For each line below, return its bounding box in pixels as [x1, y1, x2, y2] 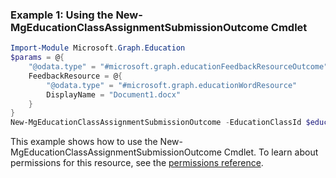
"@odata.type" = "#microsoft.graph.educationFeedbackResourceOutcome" [28, 62, 329, 72]
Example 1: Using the [10, 8, 114, 22]
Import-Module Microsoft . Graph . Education [10, 43, 186, 53]
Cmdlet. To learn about [223, 146, 319, 158]
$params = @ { [10, 53, 65, 63]
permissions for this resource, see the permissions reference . [10, 157, 264, 169]
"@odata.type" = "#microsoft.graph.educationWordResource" [46, 80, 298, 90]
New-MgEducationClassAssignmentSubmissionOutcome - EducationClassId [10, 118, 302, 128]
